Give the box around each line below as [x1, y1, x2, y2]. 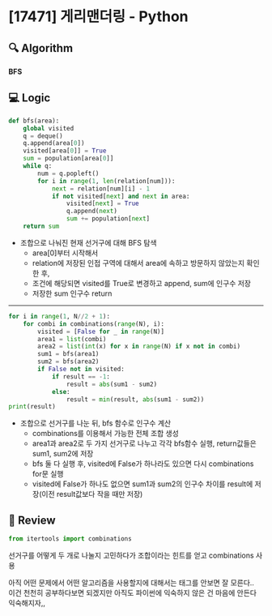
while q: [23, 162, 53, 170]
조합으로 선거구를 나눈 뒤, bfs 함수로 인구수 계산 [19, 418, 172, 428]
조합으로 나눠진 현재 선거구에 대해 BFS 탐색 [19, 237, 157, 247]
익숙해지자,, [8, 598, 46, 608]
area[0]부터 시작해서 [32, 248, 99, 258]
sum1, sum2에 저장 [32, 449, 94, 459]
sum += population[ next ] [66, 215, 151, 223]
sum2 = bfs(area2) [37, 357, 100, 366]
